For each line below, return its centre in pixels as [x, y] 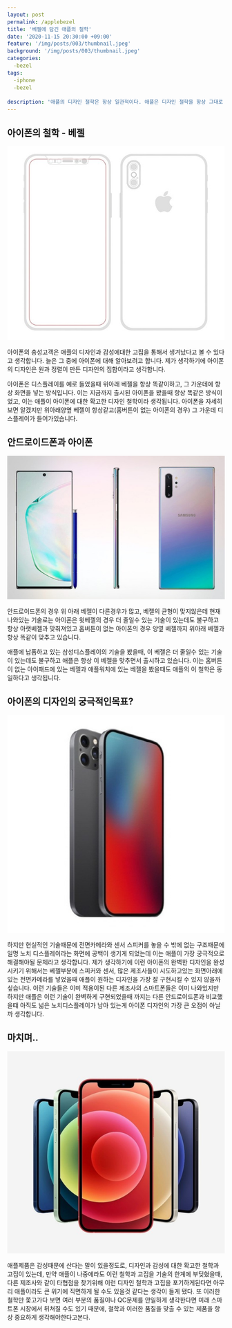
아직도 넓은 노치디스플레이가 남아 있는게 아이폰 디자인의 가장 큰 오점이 [114, 1005]
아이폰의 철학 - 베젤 [46, 132]
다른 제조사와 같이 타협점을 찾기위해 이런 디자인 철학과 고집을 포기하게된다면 [109, 1282]
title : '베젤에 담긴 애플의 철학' [49, 29]
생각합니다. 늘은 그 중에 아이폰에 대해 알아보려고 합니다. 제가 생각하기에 [110, 360]
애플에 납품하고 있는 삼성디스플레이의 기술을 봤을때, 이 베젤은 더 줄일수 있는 [108, 652]
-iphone [25, 80]
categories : [24, 59]
